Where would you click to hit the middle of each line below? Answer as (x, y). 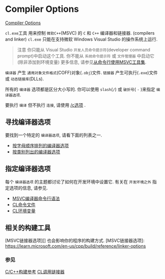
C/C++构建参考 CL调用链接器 (35, 272)
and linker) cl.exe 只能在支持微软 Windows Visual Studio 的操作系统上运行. (82, 39)
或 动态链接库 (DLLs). (24, 79)
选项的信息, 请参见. (29, 188)
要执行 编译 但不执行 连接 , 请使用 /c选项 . (45, 105)
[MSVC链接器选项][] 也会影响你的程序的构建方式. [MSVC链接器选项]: (75, 240)
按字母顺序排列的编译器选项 (41, 145)
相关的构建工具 (28, 228)
